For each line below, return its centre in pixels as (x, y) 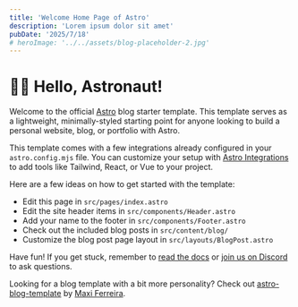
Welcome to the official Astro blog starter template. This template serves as (149, 112)
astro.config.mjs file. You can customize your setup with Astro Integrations (149, 158)
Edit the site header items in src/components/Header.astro (128, 211)
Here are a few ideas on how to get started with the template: (122, 184)
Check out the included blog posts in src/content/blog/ (125, 230)
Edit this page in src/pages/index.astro (95, 201)
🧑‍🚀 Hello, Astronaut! (86, 87)
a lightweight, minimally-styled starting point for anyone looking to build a (145, 121)
